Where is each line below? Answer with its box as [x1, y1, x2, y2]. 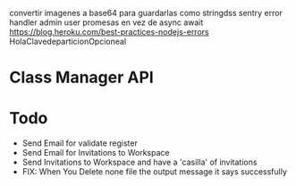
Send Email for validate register [21, 138, 139, 148]
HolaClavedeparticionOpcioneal [9, 36, 127, 46]
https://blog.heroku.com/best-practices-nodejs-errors [9, 27, 209, 37]
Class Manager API [9, 67, 154, 88]
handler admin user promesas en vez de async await [9, 17, 204, 28]
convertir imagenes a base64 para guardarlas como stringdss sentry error [9, 8, 283, 18]
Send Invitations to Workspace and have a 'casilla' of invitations [21, 156, 258, 168]
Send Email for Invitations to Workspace [21, 148, 170, 158]
